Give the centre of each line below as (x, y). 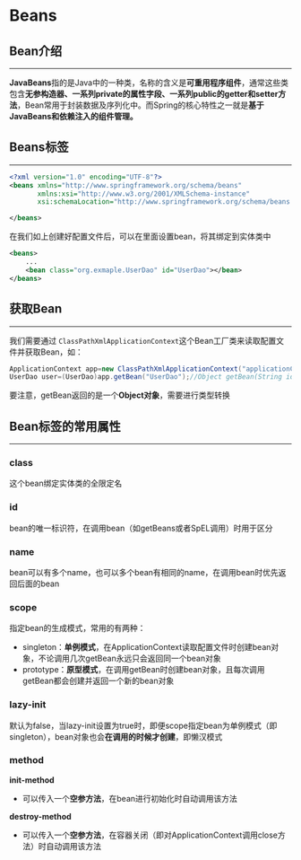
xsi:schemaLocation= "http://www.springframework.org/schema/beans (164, 202)
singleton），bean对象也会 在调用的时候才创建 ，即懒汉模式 (116, 736)
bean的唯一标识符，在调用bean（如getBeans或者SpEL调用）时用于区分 (141, 528)
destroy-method (40, 816)
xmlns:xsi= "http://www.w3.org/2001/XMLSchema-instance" (144, 194)
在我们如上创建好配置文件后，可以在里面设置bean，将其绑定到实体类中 (140, 237)
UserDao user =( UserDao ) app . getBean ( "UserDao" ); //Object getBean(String (146, 377)
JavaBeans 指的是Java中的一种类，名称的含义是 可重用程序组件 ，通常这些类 (149, 83)
